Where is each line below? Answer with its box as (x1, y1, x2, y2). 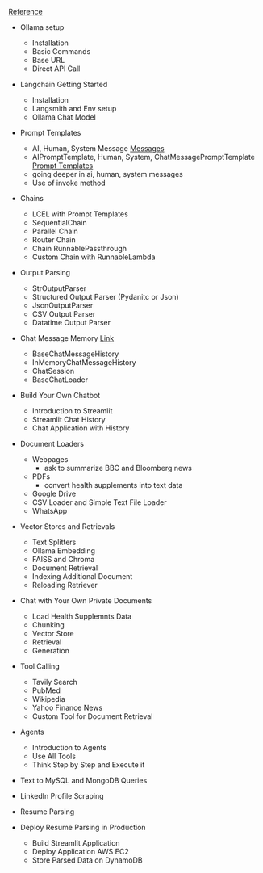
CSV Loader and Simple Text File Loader (31, 497, 167, 507)
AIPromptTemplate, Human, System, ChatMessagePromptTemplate (31, 153, 256, 162)
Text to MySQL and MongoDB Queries (19, 775, 148, 785)
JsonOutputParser (31, 300, 94, 310)
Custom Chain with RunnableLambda (31, 252, 156, 262)
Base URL (31, 56, 65, 65)
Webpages (31, 455, 69, 464)
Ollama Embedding (31, 546, 95, 556)
